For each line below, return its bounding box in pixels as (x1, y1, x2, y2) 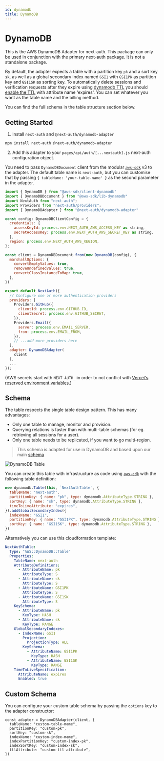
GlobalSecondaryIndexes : (14, 626, 64, 631)
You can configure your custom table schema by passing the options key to (5, 703, 157, 709)
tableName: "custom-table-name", (9, 722, 78, 727)
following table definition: (5, 476, 56, 482)
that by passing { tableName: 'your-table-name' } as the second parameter (5, 174, 159, 181)
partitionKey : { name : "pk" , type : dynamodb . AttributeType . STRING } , (9, 495, 154, 500)
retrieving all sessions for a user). (12, 432, 80, 438)
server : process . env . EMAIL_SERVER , (18, 325, 91, 330)
